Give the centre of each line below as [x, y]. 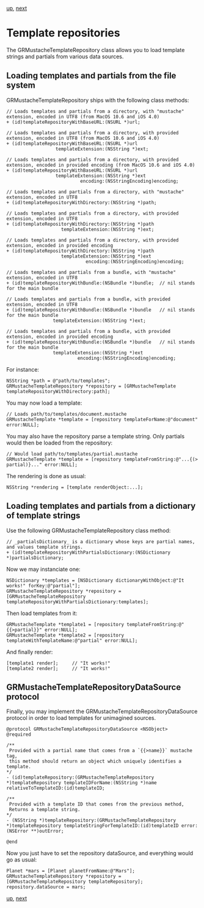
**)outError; [47, 831]
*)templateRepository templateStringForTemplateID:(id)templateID [93, 826]
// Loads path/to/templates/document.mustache [67, 414]
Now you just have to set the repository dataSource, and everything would [100, 853]
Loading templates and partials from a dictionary [101, 506]
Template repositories [63, 33]
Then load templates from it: [42, 613]
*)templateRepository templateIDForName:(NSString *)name [82, 783]
